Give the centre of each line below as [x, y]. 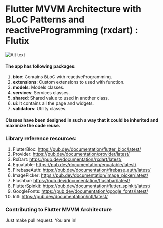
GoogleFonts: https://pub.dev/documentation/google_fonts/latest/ [81, 191]
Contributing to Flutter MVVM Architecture [59, 209]
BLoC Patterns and [45, 20]
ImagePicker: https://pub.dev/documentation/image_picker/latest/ [81, 175]
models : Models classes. [39, 87]
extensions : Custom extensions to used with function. [69, 82]
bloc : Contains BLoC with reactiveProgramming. [62, 77]
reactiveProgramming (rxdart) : [72, 30]
